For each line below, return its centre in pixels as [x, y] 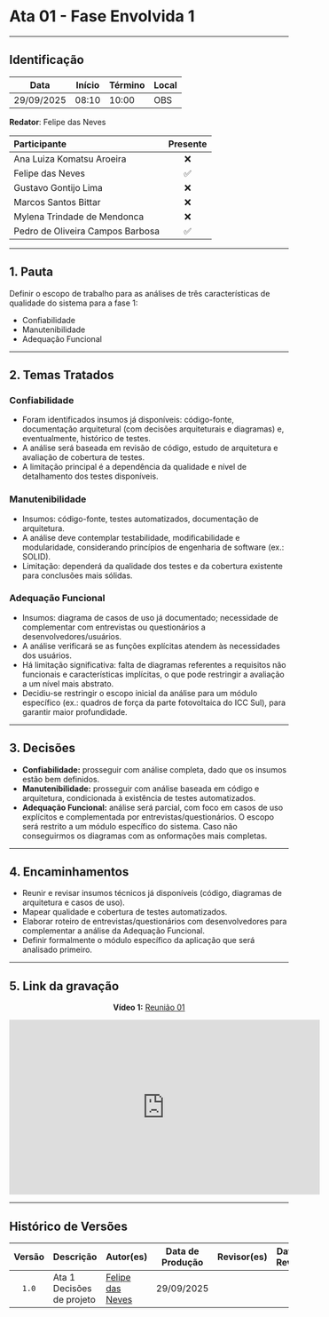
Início [88, 84]
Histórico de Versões [69, 1226]
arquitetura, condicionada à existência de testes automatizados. [139, 797]
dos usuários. [47, 655]
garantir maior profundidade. [74, 711]
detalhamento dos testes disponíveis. [90, 476]
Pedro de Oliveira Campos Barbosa [86, 231]
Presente [188, 144]
